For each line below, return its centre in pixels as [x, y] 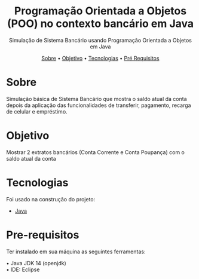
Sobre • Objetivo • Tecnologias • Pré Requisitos [100, 58]
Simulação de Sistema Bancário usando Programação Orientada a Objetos [100, 40]
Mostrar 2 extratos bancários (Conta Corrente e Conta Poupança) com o [96, 152]
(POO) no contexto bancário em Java [100, 24]
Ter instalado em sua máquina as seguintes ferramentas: [76, 252]
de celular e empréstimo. [37, 111]
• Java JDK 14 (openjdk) [36, 263]
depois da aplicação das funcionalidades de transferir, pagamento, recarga [99, 105]
